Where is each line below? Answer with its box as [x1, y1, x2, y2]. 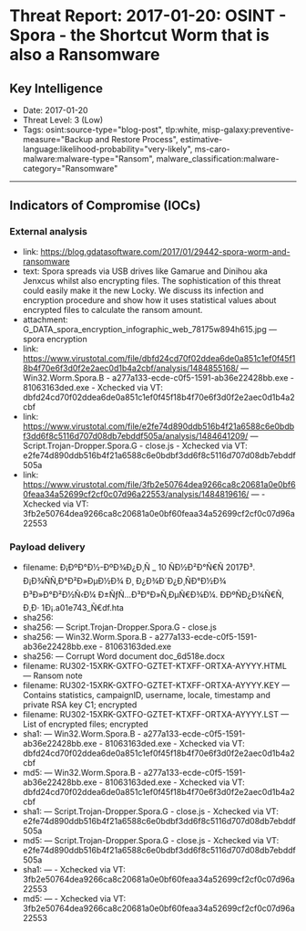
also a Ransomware [9, 45, 160, 65]
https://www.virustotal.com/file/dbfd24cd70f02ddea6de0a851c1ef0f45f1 [22, 352, 296, 363]
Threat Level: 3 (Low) [22, 115, 104, 125]
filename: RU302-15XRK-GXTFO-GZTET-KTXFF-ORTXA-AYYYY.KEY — [22, 679, 291, 690]
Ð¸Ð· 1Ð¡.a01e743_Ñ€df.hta [22, 601, 125, 612]
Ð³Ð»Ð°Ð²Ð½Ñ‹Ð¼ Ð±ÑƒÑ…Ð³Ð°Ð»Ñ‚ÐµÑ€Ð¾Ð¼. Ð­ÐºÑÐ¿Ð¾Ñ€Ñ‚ [22, 589, 284, 600]
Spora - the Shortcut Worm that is [9, 25, 270, 46]
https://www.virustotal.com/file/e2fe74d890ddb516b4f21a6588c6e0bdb [22, 421, 295, 432]
